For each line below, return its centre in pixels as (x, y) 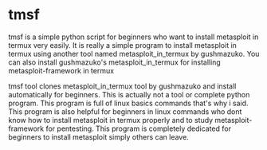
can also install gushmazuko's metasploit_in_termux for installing (114, 62)
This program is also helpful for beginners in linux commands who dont (125, 111)
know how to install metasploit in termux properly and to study (111, 120)
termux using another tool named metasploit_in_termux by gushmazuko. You (134, 53)
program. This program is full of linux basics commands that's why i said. (128, 103)
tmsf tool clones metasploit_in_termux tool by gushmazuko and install (122, 86)
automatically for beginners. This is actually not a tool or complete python (129, 94)
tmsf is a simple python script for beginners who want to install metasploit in (133, 37)
